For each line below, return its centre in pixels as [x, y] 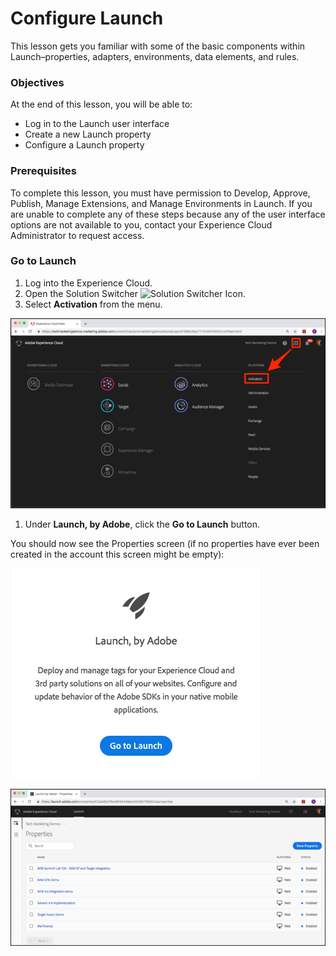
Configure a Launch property [84, 145]
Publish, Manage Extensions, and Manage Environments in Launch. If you [161, 203]
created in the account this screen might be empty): [117, 554]
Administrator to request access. [77, 235]
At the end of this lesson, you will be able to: [101, 104]
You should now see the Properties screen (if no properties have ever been [165, 543]
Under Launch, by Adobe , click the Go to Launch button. [142, 524]
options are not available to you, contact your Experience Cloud [141, 224]
